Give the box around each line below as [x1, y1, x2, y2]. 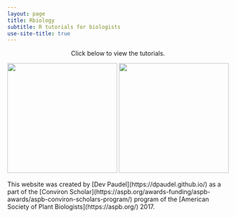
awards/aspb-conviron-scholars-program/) [7, 195, 133, 204]
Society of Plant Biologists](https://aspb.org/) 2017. [7, 203, 155, 211]
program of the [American [133, 195, 209, 204]
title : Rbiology [7, 17, 55, 24]
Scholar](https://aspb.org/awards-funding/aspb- [69, 188, 211, 196]
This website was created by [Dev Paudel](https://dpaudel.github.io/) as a [7, 180, 221, 188]
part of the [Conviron [7, 188, 68, 196]
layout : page [7, 10, 46, 18]
